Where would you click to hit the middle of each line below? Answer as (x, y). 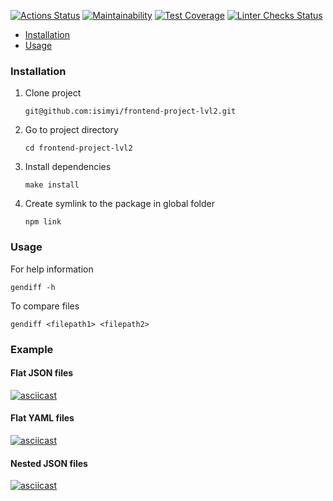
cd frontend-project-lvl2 (78, 148)
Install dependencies (68, 167)
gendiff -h (33, 287)
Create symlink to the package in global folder (119, 204)
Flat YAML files (42, 418)
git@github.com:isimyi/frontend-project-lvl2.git (130, 111)
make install (52, 185)
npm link (43, 222)
